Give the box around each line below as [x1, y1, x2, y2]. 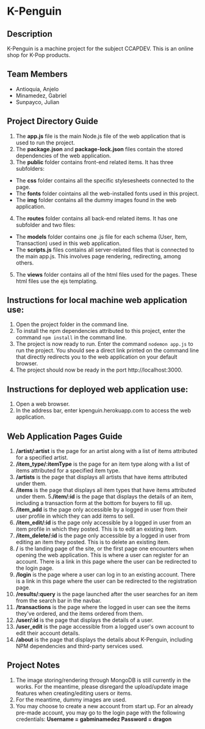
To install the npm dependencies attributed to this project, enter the [15, 327, 185, 335]
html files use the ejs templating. [15, 277, 98, 285]
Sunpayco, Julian [15, 98, 60, 105]
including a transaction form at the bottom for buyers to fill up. [15, 499, 173, 507]
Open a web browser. [15, 400, 70, 408]
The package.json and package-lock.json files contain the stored [15, 145, 183, 152]
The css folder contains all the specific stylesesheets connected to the [15, 176, 195, 184]
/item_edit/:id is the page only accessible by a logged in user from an [15, 519, 192, 526]
